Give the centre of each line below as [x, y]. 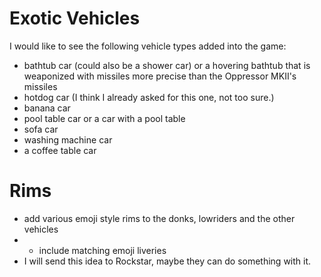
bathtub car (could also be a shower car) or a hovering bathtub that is [167, 65]
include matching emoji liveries [102, 250]
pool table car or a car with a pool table [104, 118]
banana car [47, 108]
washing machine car [68, 139]
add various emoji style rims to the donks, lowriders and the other [159, 218]
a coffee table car [60, 150]
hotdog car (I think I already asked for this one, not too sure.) [149, 97]
